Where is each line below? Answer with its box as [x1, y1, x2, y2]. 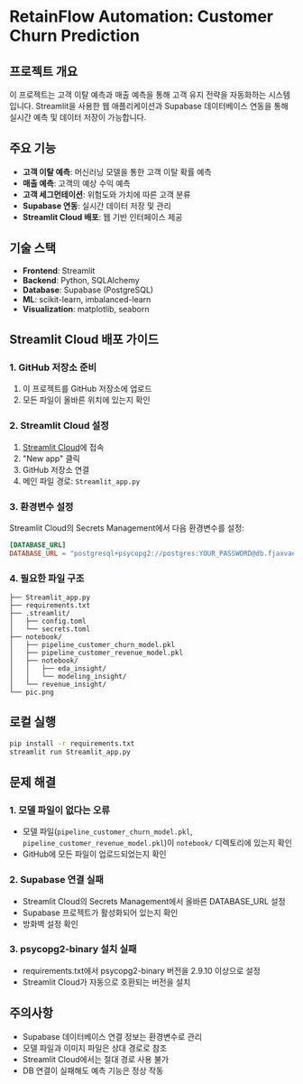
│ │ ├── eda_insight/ [9, 663, 106, 673]
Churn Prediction [9, 25, 140, 46]
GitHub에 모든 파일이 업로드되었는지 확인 [22, 848, 167, 859]
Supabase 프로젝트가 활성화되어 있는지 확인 [22, 907, 179, 918]
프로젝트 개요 [9, 63, 78, 79]
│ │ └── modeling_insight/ [9, 672, 127, 681]
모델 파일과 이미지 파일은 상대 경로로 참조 [22, 1042, 168, 1053]
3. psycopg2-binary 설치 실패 [9, 943, 137, 956]
